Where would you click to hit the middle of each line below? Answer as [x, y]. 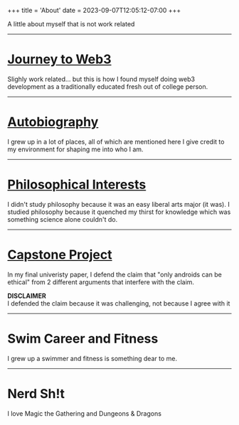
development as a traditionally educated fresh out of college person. [108, 86]
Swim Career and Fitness [83, 339]
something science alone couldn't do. [63, 219]
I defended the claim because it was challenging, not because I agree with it [119, 303]
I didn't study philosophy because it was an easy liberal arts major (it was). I [118, 204]
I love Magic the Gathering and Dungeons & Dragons [85, 413]
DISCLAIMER [27, 296]
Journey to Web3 [59, 59]
